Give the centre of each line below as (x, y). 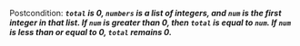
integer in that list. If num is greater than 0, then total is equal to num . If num (150, 23)
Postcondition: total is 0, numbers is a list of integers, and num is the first (145, 13)
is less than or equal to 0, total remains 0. (91, 32)
